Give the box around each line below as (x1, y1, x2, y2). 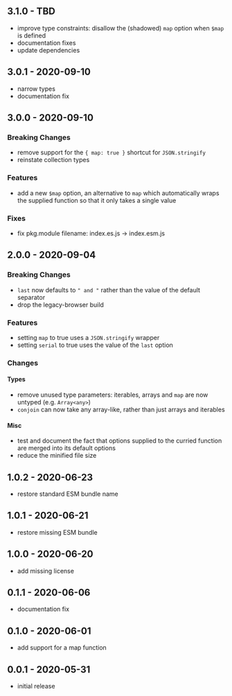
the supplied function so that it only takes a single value (17, 196, 177, 204)
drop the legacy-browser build (17, 301, 104, 309)
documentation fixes (17, 38, 76, 47)
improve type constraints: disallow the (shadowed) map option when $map (17, 24, 224, 32)
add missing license (17, 566, 75, 575)
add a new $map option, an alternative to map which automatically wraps (17, 188, 220, 197)
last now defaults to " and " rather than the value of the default (17, 285, 201, 294)
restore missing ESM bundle (17, 528, 98, 536)
